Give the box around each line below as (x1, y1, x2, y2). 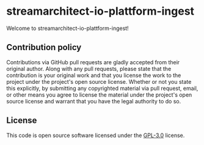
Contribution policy (6, 42, 82, 53)
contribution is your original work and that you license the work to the (6, 72, 181, 79)
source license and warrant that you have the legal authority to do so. (6, 97, 181, 105)
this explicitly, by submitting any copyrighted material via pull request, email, (6, 84, 199, 92)
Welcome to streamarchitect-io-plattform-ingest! (6, 24, 129, 32)
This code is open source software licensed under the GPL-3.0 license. (6, 132, 185, 139)
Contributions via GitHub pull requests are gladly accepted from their (6, 58, 180, 65)
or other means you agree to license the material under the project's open (6, 91, 192, 99)
